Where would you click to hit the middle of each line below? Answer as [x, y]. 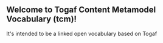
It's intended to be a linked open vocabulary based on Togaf [82, 33]
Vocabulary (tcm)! [42, 19]
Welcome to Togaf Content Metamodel [81, 10]
